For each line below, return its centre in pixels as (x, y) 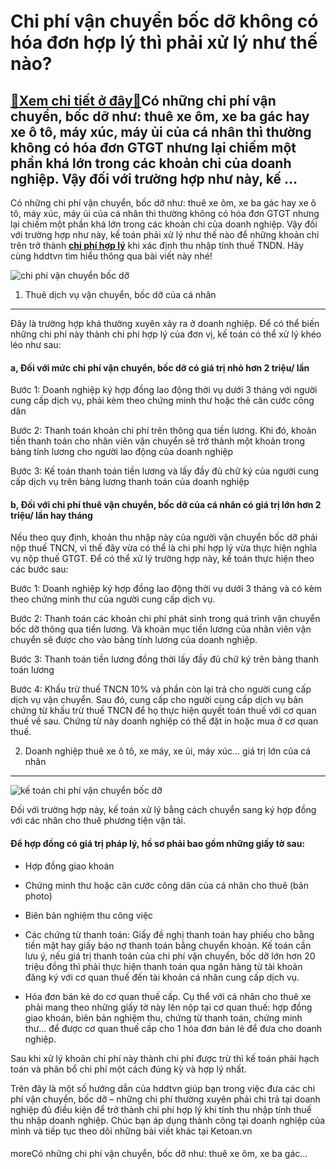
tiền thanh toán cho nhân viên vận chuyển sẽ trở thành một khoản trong (158, 441)
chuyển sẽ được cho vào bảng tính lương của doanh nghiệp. (134, 640)
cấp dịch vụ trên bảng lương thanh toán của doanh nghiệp (130, 482)
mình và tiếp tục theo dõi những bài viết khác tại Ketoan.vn (131, 1131)
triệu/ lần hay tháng (51, 515)
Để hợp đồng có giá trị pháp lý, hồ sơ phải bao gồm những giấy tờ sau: (158, 843)
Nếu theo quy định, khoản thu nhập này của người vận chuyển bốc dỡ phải (164, 537)
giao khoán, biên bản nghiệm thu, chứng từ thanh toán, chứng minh (163, 1017)
